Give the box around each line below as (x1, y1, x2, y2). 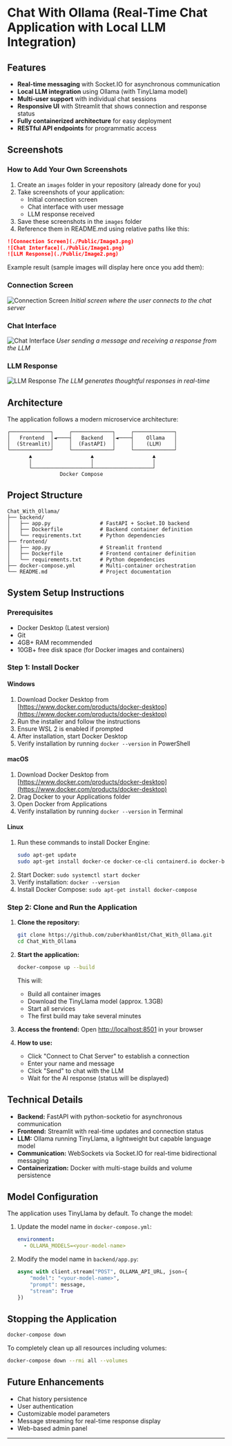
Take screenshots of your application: (17, 188, 125, 196)
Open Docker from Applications (17, 799, 108, 808)
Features (7, 61, 46, 73)
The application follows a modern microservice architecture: (7, 415, 179, 424)
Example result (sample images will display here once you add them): (7, 263, 204, 272)
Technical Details (7, 1094, 84, 1106)
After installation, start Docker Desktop (17, 732, 128, 740)
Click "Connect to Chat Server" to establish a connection (27, 1052, 190, 1060)
